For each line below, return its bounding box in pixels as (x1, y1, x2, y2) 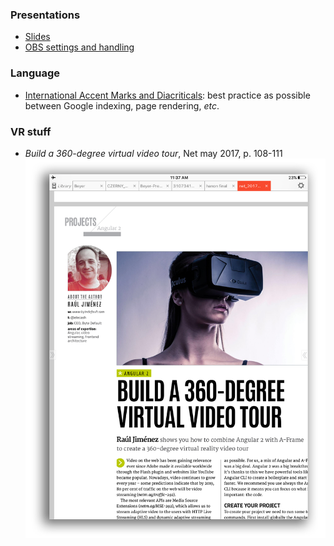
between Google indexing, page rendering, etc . (24, 99, 220, 112)
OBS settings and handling (24, 41, 135, 53)
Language (10, 66, 61, 80)
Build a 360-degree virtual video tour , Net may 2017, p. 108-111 (24, 147, 283, 159)
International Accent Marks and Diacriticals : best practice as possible (24, 89, 311, 101)
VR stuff (10, 124, 52, 138)
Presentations (10, 8, 81, 22)
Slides (24, 31, 51, 43)
